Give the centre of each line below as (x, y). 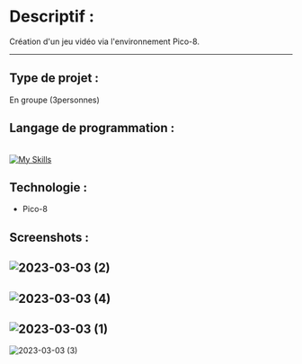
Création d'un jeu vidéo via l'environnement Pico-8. (105, 41)
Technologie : (49, 187)
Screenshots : (49, 237)
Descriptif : (52, 17)
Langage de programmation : (92, 128)
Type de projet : (54, 78)
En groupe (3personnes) (55, 100)
